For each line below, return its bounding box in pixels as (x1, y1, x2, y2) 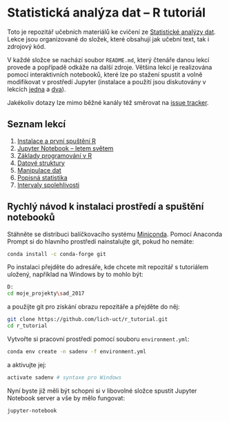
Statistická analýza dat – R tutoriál (7, 5, 206, 21)
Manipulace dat (17, 166, 62, 174)
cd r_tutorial (7, 322, 48, 329)
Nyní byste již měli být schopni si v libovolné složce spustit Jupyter (7, 386, 197, 395)
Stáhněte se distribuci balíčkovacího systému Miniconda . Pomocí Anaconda (7, 230, 223, 238)
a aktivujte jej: (7, 360, 47, 369)
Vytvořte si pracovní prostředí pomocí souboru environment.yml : (7, 335, 190, 343)
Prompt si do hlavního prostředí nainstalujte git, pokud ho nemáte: (7, 237, 195, 246)
